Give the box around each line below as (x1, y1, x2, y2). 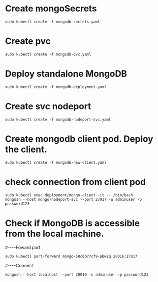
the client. (5, 144, 48, 155)
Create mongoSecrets (5, 3, 97, 14)
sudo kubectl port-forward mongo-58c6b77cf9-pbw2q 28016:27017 (5, 254, 138, 259)
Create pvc (5, 35, 51, 47)
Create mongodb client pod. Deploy (5, 133, 154, 144)
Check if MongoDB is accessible (5, 218, 140, 229)
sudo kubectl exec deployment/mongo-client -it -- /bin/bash (5, 192, 133, 197)
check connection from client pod (5, 176, 146, 188)
